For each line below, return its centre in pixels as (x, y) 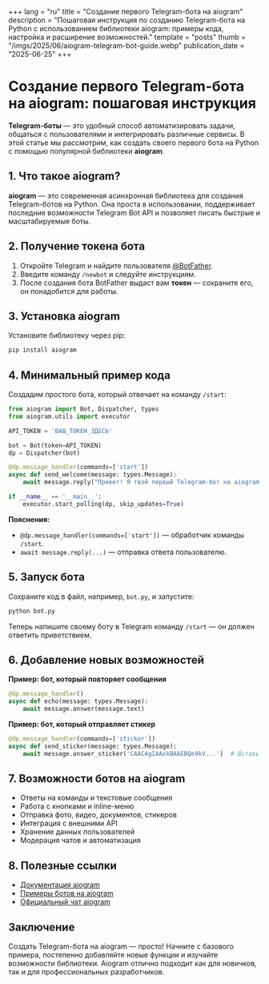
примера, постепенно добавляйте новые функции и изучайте (113, 955)
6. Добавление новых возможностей (106, 660)
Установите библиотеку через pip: (67, 335)
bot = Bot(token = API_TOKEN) (55, 445)
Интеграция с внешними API (68, 823)
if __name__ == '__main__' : (55, 497)
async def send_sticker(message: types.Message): (93, 746)
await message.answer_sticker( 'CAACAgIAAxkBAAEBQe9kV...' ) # (128, 753)
